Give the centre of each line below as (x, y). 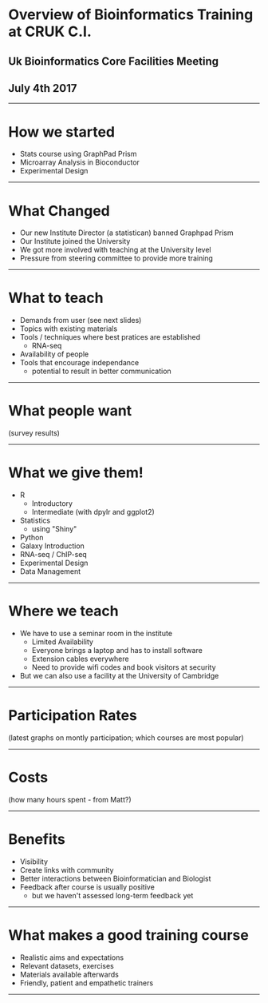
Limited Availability (63, 642)
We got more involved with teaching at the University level (115, 250)
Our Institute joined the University (75, 241)
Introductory (52, 503)
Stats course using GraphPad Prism (78, 154)
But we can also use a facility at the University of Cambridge (119, 676)
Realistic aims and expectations (72, 957)
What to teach (56, 298)
